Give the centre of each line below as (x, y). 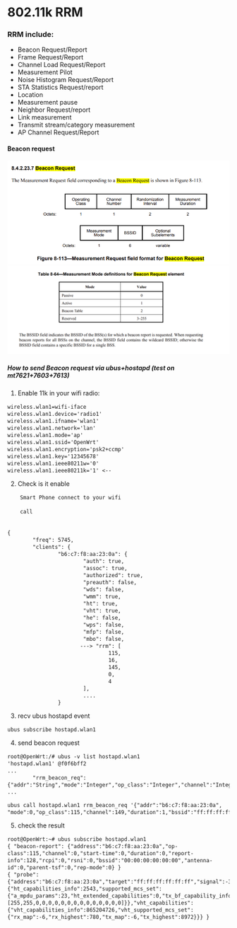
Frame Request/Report (50, 57)
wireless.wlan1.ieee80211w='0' (53, 463)
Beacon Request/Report (52, 50)
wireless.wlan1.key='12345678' (53, 456)
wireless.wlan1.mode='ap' (45, 435)
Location (30, 95)
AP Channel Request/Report (58, 132)
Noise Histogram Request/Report (66, 80)
